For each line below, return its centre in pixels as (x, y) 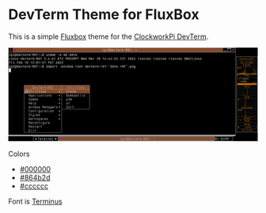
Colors (19, 154)
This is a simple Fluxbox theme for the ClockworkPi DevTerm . (108, 36)
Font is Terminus (35, 201)
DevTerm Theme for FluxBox (104, 15)
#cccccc (34, 186)
